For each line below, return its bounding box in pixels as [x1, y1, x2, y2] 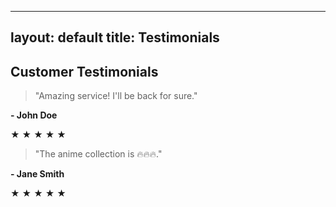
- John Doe [10, 109, 58, 121]
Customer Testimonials [10, 63, 159, 80]
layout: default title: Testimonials [10, 29, 220, 46]
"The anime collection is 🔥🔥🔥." [34, 148, 163, 160]
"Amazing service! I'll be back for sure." [34, 90, 198, 102]
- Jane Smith [10, 168, 65, 180]
